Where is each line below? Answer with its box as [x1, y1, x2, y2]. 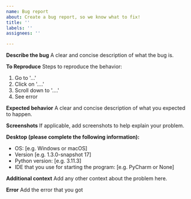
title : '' [6, 19, 31, 25]
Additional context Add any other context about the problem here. [6, 175, 167, 182]
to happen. [6, 111, 32, 118]
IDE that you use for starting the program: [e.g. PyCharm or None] [14, 164, 175, 171]
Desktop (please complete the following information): [6, 133, 140, 141]
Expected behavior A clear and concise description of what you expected [6, 104, 186, 112]
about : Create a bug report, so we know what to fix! [6, 14, 141, 20]
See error [14, 93, 38, 100]
